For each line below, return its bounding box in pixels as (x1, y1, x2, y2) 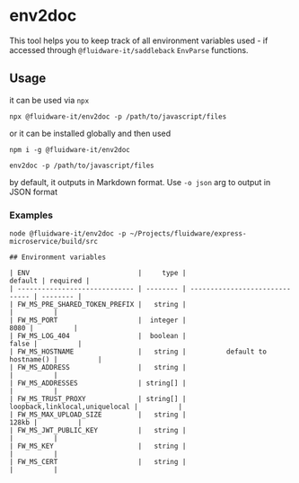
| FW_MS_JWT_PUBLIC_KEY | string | (9, 426, 187, 435)
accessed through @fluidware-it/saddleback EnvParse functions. (9, 44, 249, 55)
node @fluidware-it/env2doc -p (9, 229, 127, 238)
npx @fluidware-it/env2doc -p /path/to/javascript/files (9, 112, 227, 121)
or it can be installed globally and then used (9, 128, 171, 139)
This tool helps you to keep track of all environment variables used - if (9, 35, 268, 46)
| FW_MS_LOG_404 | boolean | (9, 332, 187, 341)
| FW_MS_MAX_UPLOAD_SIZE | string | (9, 410, 187, 419)
